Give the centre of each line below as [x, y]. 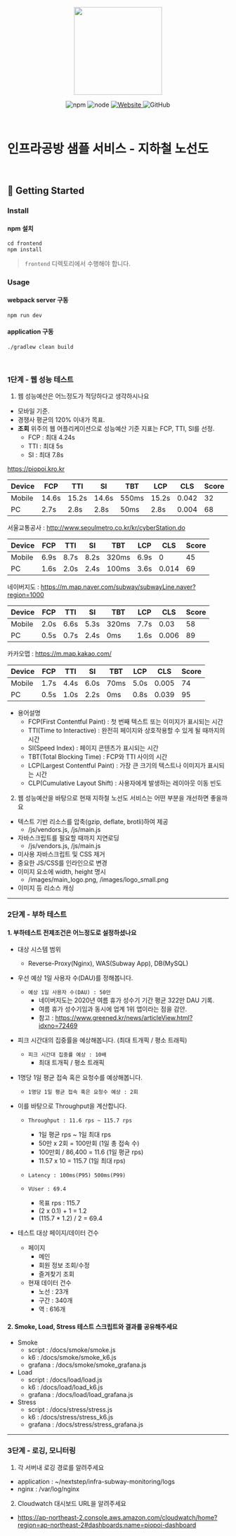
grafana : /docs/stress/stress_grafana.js [86, 1424]
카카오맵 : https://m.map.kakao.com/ [60, 654]
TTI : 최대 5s [45, 446]
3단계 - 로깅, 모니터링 [41, 1451]
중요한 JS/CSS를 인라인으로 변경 [62, 863]
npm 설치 [20, 228]
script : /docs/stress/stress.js [70, 1410]
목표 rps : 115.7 [59, 1203]
